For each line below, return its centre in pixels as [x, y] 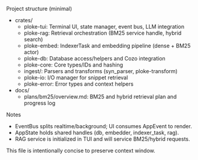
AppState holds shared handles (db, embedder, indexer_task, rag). [97, 132]
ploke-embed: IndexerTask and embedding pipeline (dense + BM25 [107, 46]
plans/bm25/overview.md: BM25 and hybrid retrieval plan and [100, 96]
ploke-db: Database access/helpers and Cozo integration [95, 58]
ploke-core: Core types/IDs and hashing [73, 65]
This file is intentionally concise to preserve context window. [81, 150]
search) [33, 39]
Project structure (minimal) [39, 9]
